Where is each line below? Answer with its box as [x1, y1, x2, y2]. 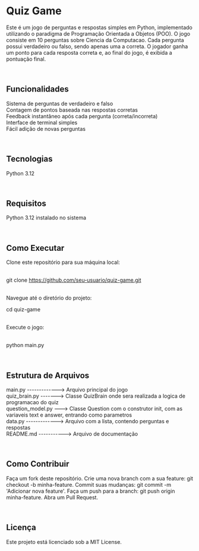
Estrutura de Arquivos [6, 370, 90, 380]
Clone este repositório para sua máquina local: [6, 259, 121, 266]
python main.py [6, 342, 45, 349]
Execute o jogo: [6, 324, 45, 331]
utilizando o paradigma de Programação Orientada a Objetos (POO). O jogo [6, 30, 191, 37]
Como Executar [6, 243, 65, 253]
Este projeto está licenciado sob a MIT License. [6, 538, 122, 545]
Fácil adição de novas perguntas [6, 125, 86, 132]
